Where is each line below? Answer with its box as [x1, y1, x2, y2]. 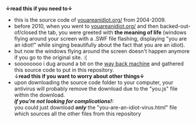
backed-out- [159, 23, 191, 29]
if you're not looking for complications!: [14, 98, 114, 105]
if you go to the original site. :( [14, 54, 87, 61]
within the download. [14, 91, 66, 98]
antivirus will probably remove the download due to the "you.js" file [14, 85, 178, 92]
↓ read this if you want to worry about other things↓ [14, 73, 145, 79]
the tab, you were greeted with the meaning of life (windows [38, 29, 187, 36]
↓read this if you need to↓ [5, 5, 73, 12]
